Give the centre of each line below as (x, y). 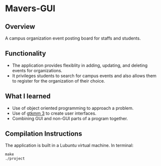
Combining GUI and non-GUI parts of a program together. (70, 118)
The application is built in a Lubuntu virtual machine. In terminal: (69, 145)
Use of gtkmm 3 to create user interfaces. (54, 113)
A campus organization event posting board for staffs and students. (73, 38)
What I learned (28, 96)
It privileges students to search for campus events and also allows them (84, 76)
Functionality (26, 53)
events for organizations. (37, 70)
